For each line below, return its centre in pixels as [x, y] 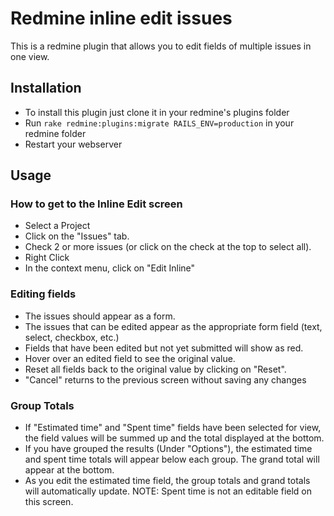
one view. [30, 56]
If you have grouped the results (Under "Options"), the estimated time [168, 449]
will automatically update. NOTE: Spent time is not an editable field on [168, 491]
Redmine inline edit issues [121, 18]
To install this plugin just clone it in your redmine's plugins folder [157, 112]
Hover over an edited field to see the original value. [130, 358]
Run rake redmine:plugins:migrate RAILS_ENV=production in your [159, 123]
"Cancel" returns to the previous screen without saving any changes [165, 379]
